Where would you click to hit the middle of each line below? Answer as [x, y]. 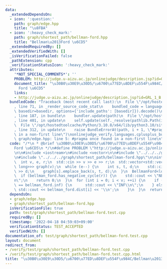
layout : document [23, 240]
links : [21, 93]
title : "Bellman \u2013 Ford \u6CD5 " [51, 42]
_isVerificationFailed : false [41, 56]
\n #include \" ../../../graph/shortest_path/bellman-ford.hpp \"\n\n [85, 157]
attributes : [22, 70]
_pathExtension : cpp [31, 61]
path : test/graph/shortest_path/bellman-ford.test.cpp [68, 213]
